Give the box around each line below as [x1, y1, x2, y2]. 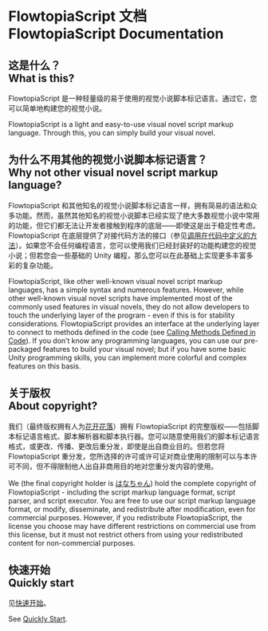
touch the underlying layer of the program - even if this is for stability [8, 310, 235, 320]
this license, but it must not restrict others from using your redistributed [8, 530, 243, 539]
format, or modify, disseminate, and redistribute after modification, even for [8, 504, 256, 514]
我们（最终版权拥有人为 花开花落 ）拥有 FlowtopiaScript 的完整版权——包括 [8, 421, 253, 431]
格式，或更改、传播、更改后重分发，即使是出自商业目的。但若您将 [8, 441, 225, 451]
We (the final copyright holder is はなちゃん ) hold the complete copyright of [8, 478, 257, 487]
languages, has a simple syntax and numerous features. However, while [8, 285, 244, 294]
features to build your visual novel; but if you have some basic [42, 344, 247, 353]
